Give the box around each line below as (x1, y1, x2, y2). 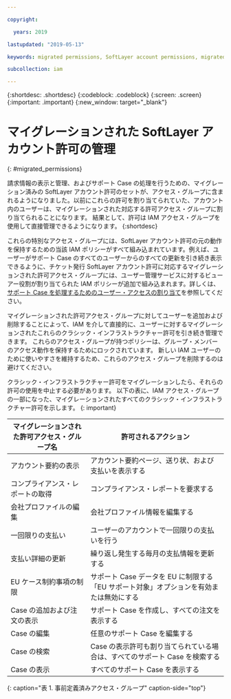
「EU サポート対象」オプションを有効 (90, 583, 212, 592)
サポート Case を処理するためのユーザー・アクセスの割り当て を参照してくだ (7, 289, 223, 297)
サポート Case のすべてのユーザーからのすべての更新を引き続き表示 (30, 254, 222, 262)
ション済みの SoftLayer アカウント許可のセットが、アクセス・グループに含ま (7, 187, 224, 196)
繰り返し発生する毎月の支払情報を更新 (90, 549, 214, 559)
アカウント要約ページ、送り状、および (90, 456, 214, 466)
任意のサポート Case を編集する (90, 629, 194, 638)
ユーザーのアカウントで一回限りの (90, 525, 201, 535)
